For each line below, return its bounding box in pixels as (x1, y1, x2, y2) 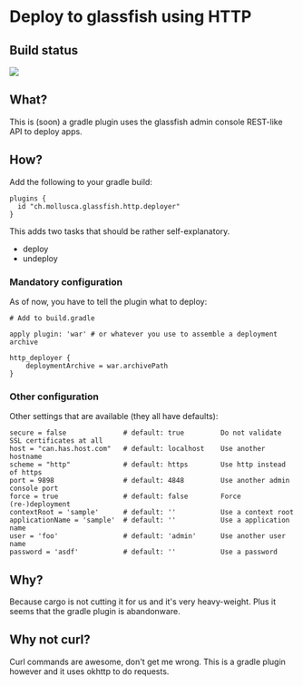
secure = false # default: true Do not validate (9, 428, 282, 437)
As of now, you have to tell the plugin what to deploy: (9, 296, 208, 307)
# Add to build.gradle (9, 313, 95, 323)
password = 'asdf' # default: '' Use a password (9, 547, 279, 557)
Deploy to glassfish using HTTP (9, 6, 252, 27)
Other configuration (9, 390, 100, 403)
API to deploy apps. (9, 125, 83, 137)
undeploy (22, 252, 59, 264)
